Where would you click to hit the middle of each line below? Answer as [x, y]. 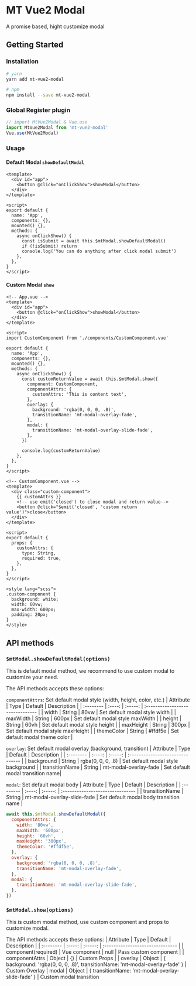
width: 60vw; [27, 605]
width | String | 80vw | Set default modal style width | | [110, 713]
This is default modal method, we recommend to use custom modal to [90, 671]
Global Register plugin [38, 110]
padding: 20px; [30, 615]
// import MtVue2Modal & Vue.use [47, 122]
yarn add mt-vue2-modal [35, 79]
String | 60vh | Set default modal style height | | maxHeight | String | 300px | [98, 725]
